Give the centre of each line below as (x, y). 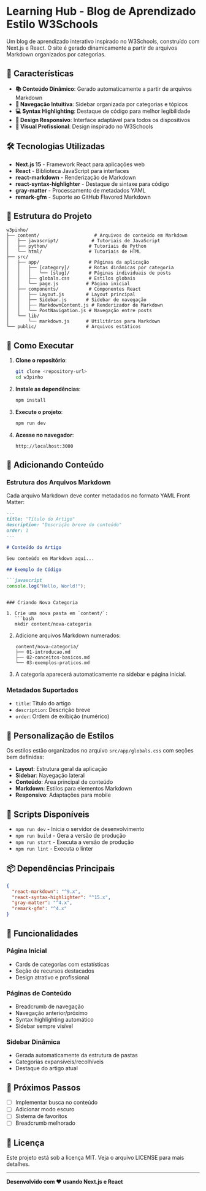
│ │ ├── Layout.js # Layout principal (71, 295)
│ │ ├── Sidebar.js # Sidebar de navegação (77, 300)
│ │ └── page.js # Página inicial (68, 284)
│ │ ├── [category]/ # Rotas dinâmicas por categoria (90, 268)
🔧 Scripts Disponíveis (48, 814)
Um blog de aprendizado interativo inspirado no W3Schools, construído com (103, 41)
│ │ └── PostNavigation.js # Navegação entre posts (79, 311)
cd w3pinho (29, 377)
